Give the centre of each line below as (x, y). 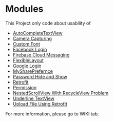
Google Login (27, 66)
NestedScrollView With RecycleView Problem (61, 93)
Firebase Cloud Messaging (41, 55)
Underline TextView (34, 98)
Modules (24, 9)
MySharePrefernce (33, 71)
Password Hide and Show (40, 76)
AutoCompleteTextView (37, 33)
